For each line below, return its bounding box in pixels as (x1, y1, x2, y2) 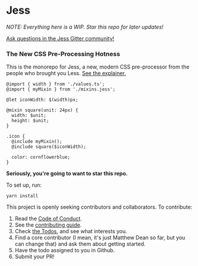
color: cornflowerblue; (11, 154, 70, 160)
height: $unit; (11, 117, 49, 124)
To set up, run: (6, 181, 42, 188)
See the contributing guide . (14, 221, 82, 228)
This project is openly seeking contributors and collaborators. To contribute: (6, 203, 193, 211)
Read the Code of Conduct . (14, 215, 82, 222)
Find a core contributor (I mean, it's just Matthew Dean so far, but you (14, 234, 186, 242)
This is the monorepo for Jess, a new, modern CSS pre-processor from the (6, 63, 190, 70)
